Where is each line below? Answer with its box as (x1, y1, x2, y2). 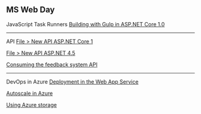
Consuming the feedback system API (6, 61, 98, 68)
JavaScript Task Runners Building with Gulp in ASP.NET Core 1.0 (6, 20, 165, 27)
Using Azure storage (6, 101, 57, 108)
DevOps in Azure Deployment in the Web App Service (6, 78, 139, 85)
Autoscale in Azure (6, 90, 53, 97)
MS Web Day (6, 5, 55, 15)
